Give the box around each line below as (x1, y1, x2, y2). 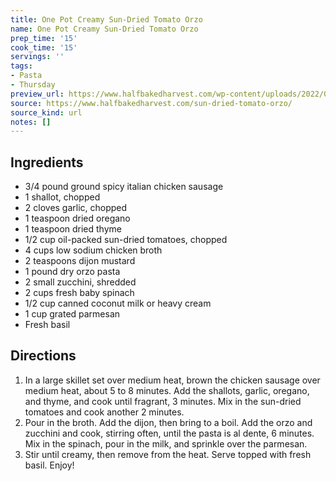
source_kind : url (10, 107, 83, 118)
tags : (10, 61, 33, 71)
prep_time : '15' (10, 33, 78, 43)
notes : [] (10, 117, 52, 127)
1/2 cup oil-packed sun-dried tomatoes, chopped (24, 234, 228, 246)
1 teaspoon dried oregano (24, 212, 131, 225)
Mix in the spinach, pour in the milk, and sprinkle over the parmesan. (24, 437, 308, 450)
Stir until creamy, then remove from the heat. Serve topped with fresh (24, 448, 312, 460)
